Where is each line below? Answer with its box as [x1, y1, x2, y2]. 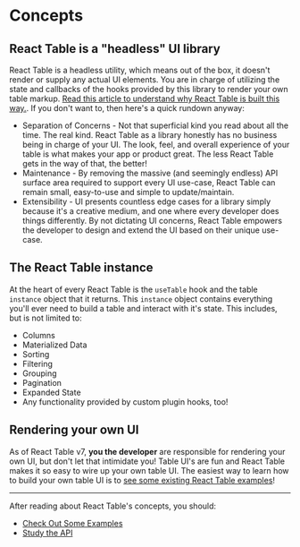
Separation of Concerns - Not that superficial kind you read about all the [21, 120, 288, 131]
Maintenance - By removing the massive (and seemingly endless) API [21, 167, 279, 178]
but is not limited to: [9, 312, 82, 323]
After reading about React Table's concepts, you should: [9, 500, 217, 511]
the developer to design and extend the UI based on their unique [21, 225, 261, 235]
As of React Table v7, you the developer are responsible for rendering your [9, 446, 286, 457]
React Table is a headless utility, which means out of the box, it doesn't [9, 64, 271, 75]
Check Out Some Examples [21, 517, 123, 528]
